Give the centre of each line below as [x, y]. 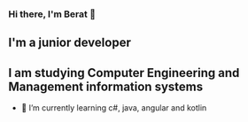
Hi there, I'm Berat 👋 [52, 14]
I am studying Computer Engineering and [124, 73]
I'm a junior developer [70, 43]
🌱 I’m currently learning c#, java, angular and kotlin [114, 108]
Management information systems [106, 86]
